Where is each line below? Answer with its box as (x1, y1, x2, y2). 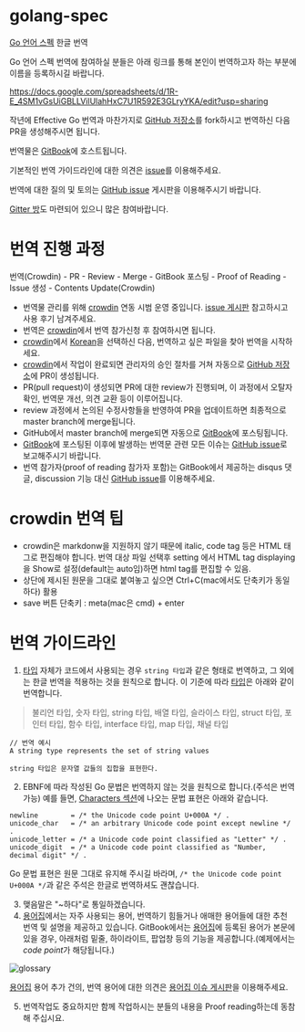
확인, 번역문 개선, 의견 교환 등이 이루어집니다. (22, 393, 184, 404)
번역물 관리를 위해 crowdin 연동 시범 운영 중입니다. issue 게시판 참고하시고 (22, 301, 289, 312)
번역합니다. (22, 687, 63, 699)
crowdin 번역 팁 (9, 509, 125, 530)
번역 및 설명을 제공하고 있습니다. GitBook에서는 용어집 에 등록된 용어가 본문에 (22, 921, 296, 932)
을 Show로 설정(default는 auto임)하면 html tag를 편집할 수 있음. (22, 563, 252, 574)
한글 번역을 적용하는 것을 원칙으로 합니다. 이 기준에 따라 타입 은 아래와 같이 (32, 676, 295, 687)
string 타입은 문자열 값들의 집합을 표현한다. (9, 763, 158, 773)
